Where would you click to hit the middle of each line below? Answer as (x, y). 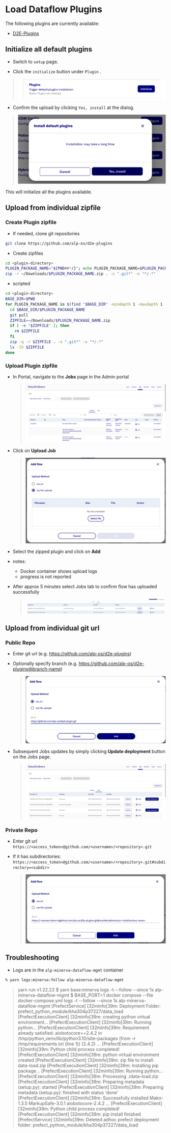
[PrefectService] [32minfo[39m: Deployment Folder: (106, 1006)
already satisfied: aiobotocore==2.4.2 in (60, 1033)
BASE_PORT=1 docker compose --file (114, 995)
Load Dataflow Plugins (54, 9)
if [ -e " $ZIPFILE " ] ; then (40, 326)
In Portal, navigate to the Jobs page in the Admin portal (70, 377)
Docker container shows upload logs (59, 571)
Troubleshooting (32, 958)
